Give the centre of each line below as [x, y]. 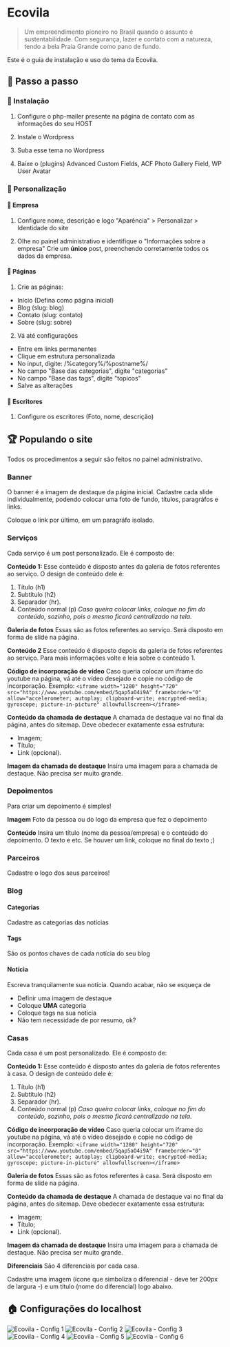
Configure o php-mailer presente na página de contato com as [106, 116]
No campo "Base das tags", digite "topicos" [79, 378]
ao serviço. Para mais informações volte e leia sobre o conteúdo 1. [101, 658]
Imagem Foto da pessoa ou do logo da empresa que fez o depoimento [107, 819]
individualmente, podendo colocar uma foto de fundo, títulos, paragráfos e [113, 499]
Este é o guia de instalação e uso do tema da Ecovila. [83, 59]
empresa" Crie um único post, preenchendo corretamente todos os [113, 248]
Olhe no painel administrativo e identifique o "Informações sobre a [111, 241]
